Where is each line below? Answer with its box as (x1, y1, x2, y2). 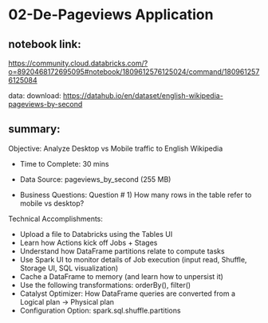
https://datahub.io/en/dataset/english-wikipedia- (62, 91, 223, 100)
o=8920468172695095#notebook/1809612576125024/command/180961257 (8, 67, 260, 77)
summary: (8, 122, 61, 136)
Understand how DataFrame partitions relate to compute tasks (19, 246, 225, 256)
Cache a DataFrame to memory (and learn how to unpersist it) (19, 271, 223, 281)
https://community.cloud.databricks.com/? (8, 58, 148, 68)
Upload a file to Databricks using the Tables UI (19, 229, 173, 238)
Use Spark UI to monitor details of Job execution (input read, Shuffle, (19, 254, 247, 264)
